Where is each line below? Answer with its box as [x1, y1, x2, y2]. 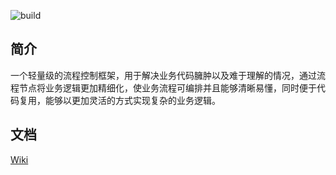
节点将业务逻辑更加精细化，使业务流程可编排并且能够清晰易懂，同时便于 [18, 81, 317, 94]
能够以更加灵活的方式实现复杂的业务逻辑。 [44, 94, 221, 106]
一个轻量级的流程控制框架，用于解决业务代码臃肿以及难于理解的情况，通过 [10, 69, 317, 81]
